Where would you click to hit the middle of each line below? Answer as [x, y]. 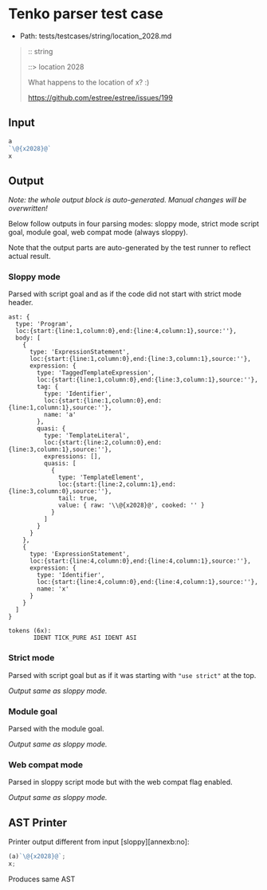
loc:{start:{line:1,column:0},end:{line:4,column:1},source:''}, [126, 331]
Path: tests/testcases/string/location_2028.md [96, 36]
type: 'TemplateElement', [102, 478]
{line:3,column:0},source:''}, [60, 492]
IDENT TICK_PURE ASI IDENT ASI [85, 638]
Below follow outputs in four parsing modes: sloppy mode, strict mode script [134, 224]
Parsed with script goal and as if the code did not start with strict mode [125, 294]
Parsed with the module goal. [57, 729]
